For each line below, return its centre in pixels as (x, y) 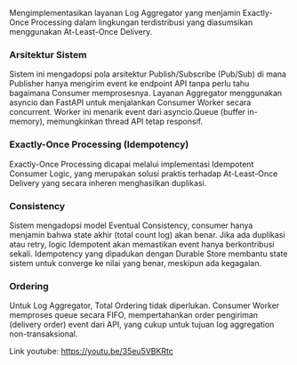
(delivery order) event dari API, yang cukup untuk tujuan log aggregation (142, 325)
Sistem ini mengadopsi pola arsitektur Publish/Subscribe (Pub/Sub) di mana (148, 74)
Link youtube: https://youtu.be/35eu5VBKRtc (91, 352)
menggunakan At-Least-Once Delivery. (81, 32)
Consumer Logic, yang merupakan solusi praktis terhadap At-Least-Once (144, 174)
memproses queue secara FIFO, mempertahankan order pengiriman (134, 315)
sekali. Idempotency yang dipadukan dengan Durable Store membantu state (148, 254)
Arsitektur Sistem (48, 54)
